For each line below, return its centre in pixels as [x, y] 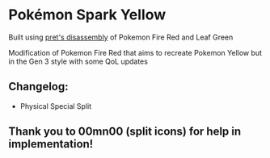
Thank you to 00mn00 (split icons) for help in [125, 132]
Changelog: [38, 87]
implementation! [51, 144]
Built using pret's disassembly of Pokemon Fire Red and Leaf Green [121, 37]
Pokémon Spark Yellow [87, 15]
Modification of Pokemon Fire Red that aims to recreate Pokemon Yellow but [135, 52]
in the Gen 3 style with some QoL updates [78, 61]
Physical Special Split [55, 106]
